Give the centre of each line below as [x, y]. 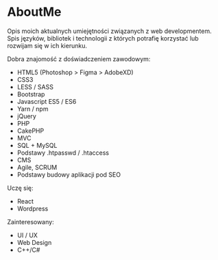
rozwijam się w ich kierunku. [47, 45]
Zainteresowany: [31, 221]
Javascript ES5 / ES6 [47, 101]
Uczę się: [20, 188]
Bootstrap [31, 94]
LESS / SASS [35, 87]
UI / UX [27, 235]
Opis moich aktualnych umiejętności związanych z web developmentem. [110, 31]
